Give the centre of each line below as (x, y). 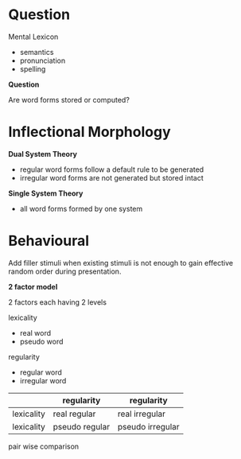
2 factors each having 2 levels (58, 302)
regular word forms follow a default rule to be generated (112, 169)
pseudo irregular (149, 426)
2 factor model (33, 286)
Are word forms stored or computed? (69, 99)
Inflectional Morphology (89, 132)
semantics (37, 52)
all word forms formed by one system (81, 208)
